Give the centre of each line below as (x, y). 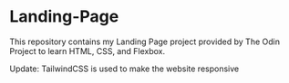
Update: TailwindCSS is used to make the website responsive (124, 69)
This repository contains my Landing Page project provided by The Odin (145, 41)
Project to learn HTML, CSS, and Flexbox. (88, 51)
